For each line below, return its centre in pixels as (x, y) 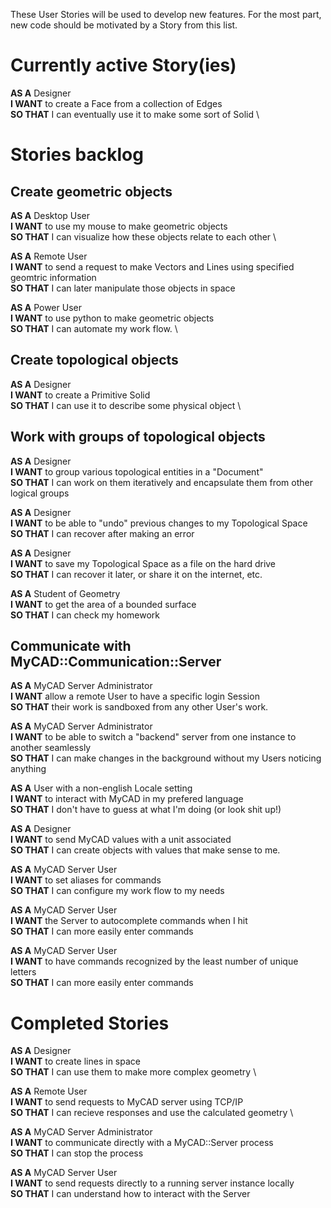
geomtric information (53, 277)
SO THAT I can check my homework (85, 615)
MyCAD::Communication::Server (116, 661)
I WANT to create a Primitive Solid (80, 395)
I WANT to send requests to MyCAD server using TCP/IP (127, 1102)
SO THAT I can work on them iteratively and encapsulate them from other (161, 482)
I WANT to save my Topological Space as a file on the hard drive (143, 563)
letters (23, 972)
